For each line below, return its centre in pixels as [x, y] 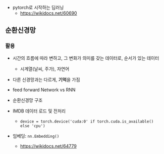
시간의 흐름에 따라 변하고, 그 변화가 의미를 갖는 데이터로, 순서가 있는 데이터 [86, 58]
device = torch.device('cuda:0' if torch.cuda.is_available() [87, 121]
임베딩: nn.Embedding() [36, 136]
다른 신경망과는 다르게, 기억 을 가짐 [46, 80]
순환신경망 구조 [28, 100]
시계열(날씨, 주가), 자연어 [45, 69]
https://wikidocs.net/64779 [48, 146]
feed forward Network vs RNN [44, 90]
